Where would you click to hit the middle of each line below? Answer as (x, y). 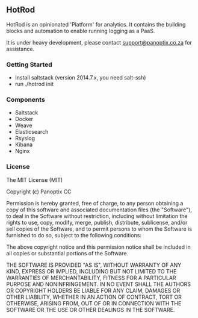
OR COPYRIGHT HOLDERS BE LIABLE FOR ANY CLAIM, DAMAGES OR (93, 290)
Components (26, 100)
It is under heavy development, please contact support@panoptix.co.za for (99, 42)
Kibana (24, 145)
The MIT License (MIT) (35, 179)
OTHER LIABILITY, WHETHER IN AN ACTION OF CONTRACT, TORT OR (94, 297)
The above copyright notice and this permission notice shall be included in (98, 247)
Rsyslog (25, 139)
